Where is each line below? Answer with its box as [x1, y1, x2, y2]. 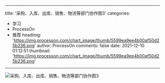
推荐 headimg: [12, 32, 42, 38]
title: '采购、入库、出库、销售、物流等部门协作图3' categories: [5, 10, 131, 16]
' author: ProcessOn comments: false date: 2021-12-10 [34, 42, 145, 48]
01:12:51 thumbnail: [12, 48, 51, 54]
